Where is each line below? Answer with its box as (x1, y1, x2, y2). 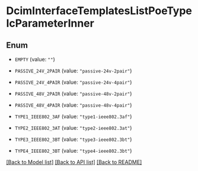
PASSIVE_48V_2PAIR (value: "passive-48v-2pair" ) (14, 90, 132, 97)
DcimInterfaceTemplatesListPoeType (6, 4, 193, 18)
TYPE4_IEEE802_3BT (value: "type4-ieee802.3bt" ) (14, 147, 132, 154)
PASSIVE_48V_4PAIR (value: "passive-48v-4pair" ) (14, 101, 132, 108)
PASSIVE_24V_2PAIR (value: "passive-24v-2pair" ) (14, 67, 132, 74)
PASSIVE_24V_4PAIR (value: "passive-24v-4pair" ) (14, 78, 132, 85)
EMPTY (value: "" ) (14, 56, 55, 63)
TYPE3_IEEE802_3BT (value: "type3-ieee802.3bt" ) (14, 136, 132, 143)
